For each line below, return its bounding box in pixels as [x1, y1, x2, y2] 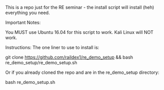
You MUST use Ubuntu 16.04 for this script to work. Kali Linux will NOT [5, 29, 154, 35]
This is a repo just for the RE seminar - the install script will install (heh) [5, 5, 154, 10]
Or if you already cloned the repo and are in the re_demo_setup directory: [5, 69, 159, 75]
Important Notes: [5, 20, 41, 25]
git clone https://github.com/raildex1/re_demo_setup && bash [5, 54, 133, 60]
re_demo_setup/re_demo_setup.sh [5, 60, 77, 65]
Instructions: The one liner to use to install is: [5, 44, 99, 50]
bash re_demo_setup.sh [5, 79, 56, 85]
